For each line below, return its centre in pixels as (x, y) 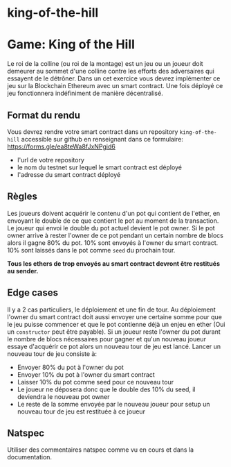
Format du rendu (44, 115)
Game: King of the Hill (71, 45)
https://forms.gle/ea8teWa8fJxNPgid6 (61, 146)
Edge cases (33, 293)
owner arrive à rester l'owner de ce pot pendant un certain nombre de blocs (115, 235)
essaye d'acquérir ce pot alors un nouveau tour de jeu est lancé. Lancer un (114, 346)
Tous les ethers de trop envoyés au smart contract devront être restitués (113, 263)
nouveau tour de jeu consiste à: (52, 354)
